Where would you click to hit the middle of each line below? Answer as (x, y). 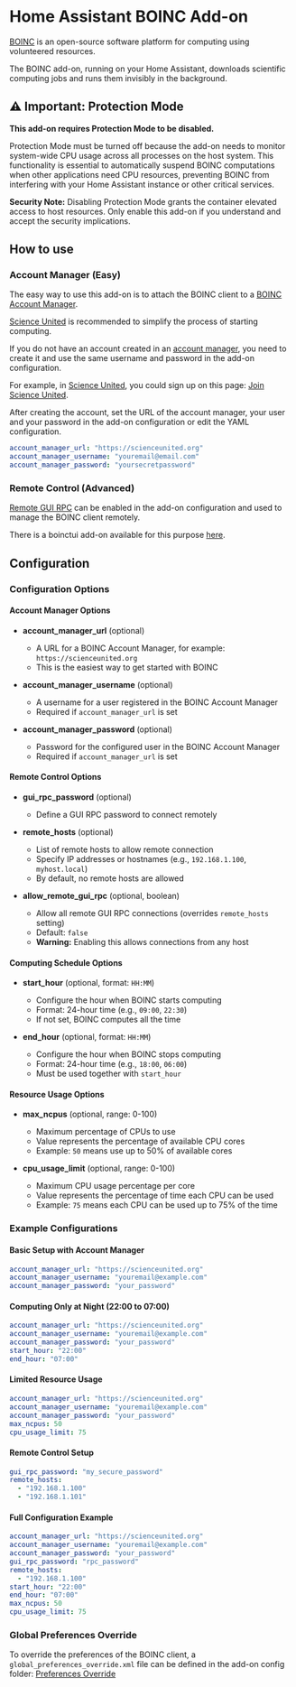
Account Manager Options (60, 610)
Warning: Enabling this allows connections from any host (143, 942)
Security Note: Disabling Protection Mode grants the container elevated (143, 201)
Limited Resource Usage (56, 1379)
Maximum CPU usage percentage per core (116, 1186)
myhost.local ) (62, 869)
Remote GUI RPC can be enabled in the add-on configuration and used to (146, 508)
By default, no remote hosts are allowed (110, 878)
